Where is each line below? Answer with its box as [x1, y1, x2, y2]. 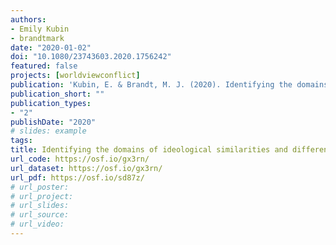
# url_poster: [10, 182, 70, 192]
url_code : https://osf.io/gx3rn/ [10, 154, 150, 164]
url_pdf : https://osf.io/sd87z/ [10, 172, 145, 183]
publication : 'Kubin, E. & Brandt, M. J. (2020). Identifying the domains [10, 80, 329, 90]
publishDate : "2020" [10, 117, 97, 127]
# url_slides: [10, 201, 70, 211]
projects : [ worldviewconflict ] [10, 71, 141, 81]
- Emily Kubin [10, 24, 70, 34]
